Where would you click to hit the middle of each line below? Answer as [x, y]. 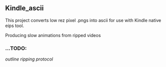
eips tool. [15, 25]
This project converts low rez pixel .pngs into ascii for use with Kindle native [83, 20]
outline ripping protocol [29, 59]
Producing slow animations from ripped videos [53, 35]
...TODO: [16, 48]
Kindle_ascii [24, 8]
